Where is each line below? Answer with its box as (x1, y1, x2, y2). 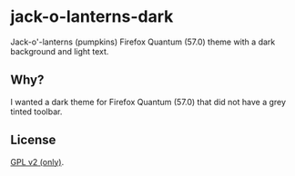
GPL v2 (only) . (10, 156, 65, 167)
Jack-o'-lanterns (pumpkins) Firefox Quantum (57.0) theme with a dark (10, 36, 276, 47)
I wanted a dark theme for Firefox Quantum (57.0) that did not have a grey (10, 96, 286, 107)
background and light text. (10, 45, 109, 56)
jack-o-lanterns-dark (10, 6, 174, 27)
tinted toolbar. (10, 106, 63, 117)
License (10, 132, 56, 148)
